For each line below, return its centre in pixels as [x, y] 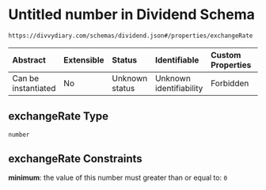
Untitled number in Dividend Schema [132, 15]
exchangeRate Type [59, 116]
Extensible [84, 59]
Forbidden [230, 83]
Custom [226, 55]
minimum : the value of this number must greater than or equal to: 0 [118, 178]
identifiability [179, 88]
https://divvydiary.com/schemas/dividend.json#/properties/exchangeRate [131, 36]
